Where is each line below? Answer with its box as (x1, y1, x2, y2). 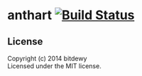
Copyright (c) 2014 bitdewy (7, 54, 87, 63)
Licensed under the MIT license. (7, 62, 102, 70)
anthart (7, 7, 52, 23)
